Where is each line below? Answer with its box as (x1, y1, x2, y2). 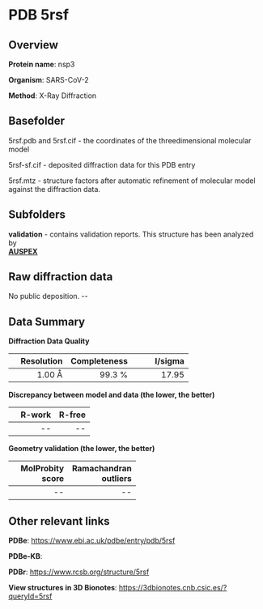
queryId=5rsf (8, 591, 53, 601)
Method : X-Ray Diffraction (8, 91, 97, 100)
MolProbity (20, 463, 65, 475)
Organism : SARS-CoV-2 (8, 75, 89, 84)
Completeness (70, 356, 128, 367)
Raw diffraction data (8, 270, 113, 284)
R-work (20, 409, 52, 420)
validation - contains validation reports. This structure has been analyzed (8, 229, 254, 239)
